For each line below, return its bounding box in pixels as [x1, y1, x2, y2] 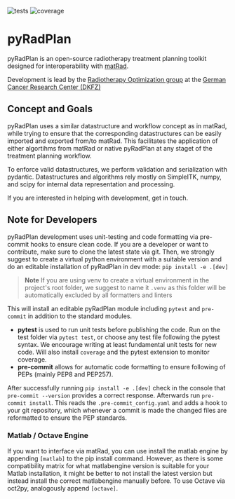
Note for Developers [7, 214, 98, 226]
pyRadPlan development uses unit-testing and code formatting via [7, 232, 199, 241]
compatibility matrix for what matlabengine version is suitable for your [7, 461, 210, 470]
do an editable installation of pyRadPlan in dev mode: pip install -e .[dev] [7, 262, 229, 271]
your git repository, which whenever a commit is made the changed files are [7, 406, 227, 414]
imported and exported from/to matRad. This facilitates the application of [7, 137, 219, 145]
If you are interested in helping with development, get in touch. [7, 193, 189, 202]
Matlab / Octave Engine [7, 431, 89, 441]
